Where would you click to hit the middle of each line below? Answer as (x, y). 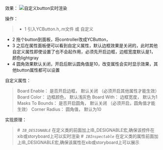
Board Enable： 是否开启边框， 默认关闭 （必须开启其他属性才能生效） (88, 91)
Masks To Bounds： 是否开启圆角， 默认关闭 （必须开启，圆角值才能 (86, 103)
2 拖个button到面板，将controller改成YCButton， (61, 39)
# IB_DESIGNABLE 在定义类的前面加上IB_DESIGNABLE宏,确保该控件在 (86, 130)
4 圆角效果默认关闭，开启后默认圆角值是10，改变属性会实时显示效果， (83, 64)
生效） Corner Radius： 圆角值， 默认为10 (59, 109)
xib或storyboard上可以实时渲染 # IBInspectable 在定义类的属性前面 (85, 136)
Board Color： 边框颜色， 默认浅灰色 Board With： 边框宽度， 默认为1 (87, 97)
